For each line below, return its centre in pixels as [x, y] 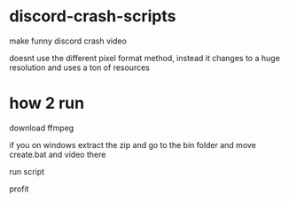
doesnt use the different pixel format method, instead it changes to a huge [145, 58]
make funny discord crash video [68, 41]
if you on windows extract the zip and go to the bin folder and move [133, 144]
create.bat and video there [58, 154]
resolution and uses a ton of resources [80, 67]
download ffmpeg [42, 128]
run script [27, 171]
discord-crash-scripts [93, 16]
